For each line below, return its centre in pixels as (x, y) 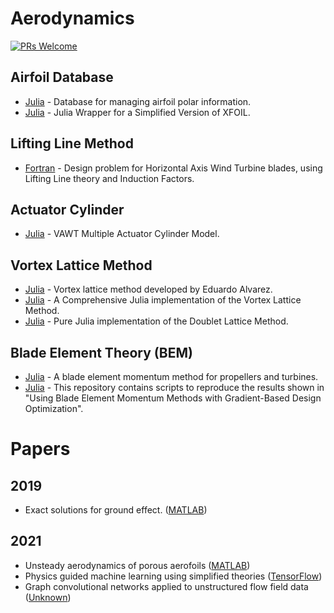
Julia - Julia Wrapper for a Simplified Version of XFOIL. (137, 112)
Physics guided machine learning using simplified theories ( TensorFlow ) (173, 576)
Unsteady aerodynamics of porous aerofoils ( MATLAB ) (137, 565)
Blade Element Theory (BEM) (101, 352)
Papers (40, 449)
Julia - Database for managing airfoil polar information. (138, 101)
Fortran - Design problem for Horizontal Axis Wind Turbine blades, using (173, 168)
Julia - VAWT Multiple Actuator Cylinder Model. (122, 234)
